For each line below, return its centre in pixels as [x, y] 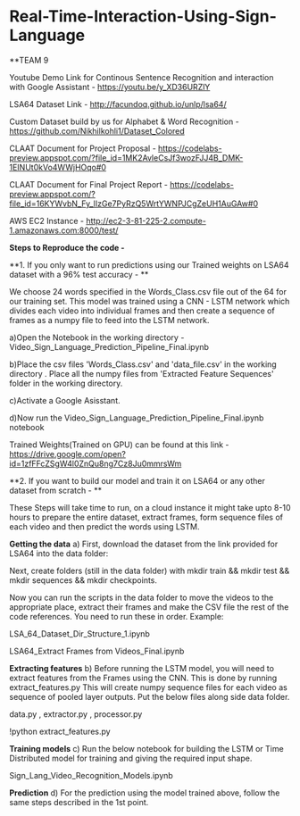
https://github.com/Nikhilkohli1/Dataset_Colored [97, 130]
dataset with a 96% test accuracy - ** [79, 274]
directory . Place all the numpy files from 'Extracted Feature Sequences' [142, 373]
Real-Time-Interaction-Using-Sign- [143, 17]
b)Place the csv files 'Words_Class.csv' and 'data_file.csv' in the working [143, 364]
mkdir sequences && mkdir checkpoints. [83, 580]
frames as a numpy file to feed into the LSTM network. [109, 320]
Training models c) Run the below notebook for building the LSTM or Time [146, 748]
